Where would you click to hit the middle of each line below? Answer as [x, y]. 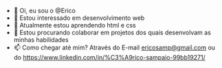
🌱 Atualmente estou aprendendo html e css [75, 25]
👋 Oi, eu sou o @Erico [44, 11]
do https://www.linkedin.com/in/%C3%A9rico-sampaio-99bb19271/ [110, 57]
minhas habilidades [41, 40]
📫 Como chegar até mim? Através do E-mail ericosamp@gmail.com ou [114, 47]
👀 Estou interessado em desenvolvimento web [79, 18]
